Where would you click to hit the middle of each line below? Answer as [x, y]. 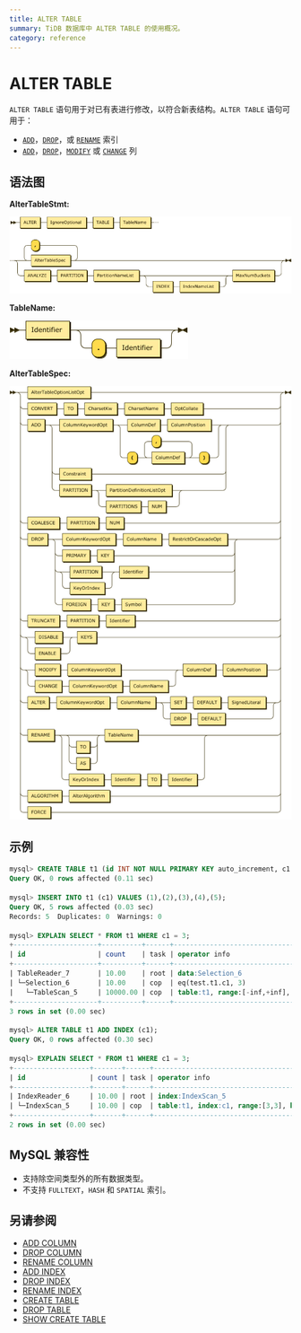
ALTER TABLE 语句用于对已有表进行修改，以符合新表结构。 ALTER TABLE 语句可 [150, 110]
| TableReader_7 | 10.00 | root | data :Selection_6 [126, 974]
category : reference [48, 38]
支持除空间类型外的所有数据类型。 [85, 1178]
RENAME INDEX [52, 1290]
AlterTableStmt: [39, 204]
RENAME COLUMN [57, 1262]
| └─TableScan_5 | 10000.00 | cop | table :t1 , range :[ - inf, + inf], [150, 992]
